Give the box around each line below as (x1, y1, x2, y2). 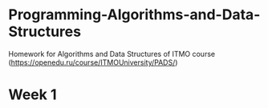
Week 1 (8, 86, 57, 104)
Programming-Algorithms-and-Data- (8, 6, 261, 24)
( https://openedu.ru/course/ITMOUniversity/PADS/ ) (8, 58, 178, 67)
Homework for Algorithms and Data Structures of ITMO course (8, 49, 215, 58)
